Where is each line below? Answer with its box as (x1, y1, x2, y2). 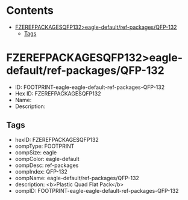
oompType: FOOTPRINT (14, 142, 75, 150)
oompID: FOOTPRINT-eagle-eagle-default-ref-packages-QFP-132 (14, 187, 179, 194)
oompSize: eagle (14, 148, 57, 156)
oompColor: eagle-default (14, 155, 80, 162)
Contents (6, 4, 54, 17)
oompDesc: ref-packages (14, 162, 79, 169)
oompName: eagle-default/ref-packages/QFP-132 (14, 174, 140, 181)
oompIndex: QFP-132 (14, 168, 68, 175)
